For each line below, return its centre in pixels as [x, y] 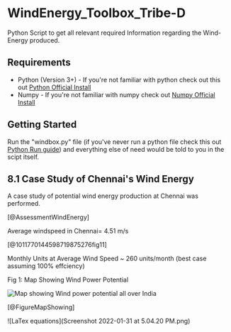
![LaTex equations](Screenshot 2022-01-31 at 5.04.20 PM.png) [99, 321]
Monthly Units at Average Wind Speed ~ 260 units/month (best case [107, 259]
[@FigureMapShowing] [41, 307]
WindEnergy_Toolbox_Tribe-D [97, 13]
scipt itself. [23, 157]
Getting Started [42, 124]
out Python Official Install [54, 87]
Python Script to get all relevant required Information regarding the [105, 33]
